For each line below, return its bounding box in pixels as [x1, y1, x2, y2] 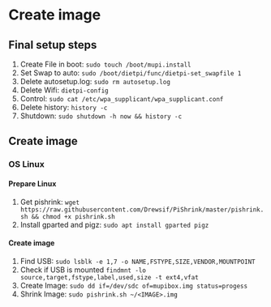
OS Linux [8, 159, 45, 170]
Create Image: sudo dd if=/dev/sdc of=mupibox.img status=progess [19, 280, 248, 290]
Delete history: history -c [19, 103, 108, 112]
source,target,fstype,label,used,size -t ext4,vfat [19, 273, 199, 281]
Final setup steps [8, 38, 97, 52]
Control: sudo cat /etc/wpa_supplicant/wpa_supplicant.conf [19, 94, 224, 103]
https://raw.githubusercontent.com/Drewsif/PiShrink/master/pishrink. [19, 205, 265, 214]
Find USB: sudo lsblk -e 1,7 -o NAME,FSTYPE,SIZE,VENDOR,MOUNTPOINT [19, 256, 256, 266]
